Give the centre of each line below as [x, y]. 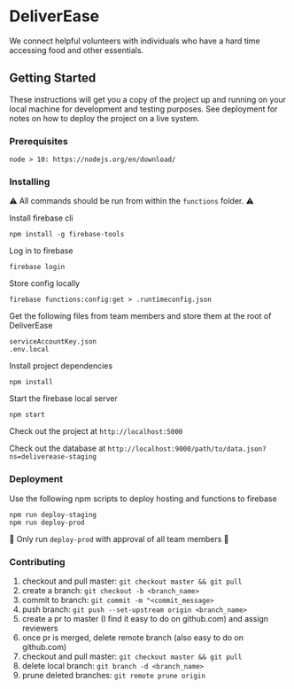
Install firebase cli [41, 218]
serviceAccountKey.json [53, 342]
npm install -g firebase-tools [67, 235]
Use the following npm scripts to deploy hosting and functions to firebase [143, 499]
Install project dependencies [61, 366]
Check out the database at [58, 448]
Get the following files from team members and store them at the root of [140, 316]
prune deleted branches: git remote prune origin [114, 675]
